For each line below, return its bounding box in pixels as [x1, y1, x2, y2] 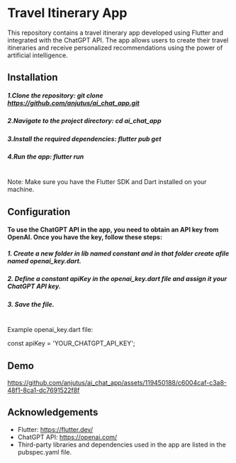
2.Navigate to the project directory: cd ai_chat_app [7, 117, 162, 125]
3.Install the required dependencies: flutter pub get [7, 135, 162, 143]
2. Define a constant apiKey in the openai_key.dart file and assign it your [7, 275, 227, 283]
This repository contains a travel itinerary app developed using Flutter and [7, 28, 223, 37]
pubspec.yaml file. [17, 447, 72, 456]
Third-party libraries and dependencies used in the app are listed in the [17, 440, 227, 449]
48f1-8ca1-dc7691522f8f [7, 386, 80, 394]
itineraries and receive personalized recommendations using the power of [7, 43, 223, 52]
